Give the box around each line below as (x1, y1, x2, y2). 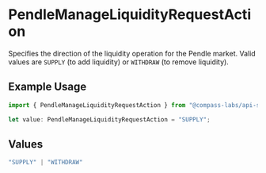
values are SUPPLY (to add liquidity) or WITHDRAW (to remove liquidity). (8, 57, 230, 67)
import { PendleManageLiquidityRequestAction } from (8, 101, 186, 109)
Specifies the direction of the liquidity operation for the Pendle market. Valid (8, 48, 256, 58)
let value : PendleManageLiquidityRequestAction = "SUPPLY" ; (8, 115, 211, 124)
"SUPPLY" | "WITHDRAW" (8, 159, 83, 167)
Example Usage (8, 80, 87, 94)
